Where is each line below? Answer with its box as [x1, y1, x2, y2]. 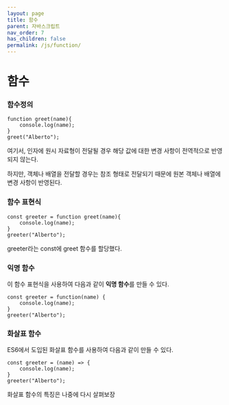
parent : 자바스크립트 [7, 23, 60, 30]
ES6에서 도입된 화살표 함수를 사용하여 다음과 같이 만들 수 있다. [7, 346, 173, 354]
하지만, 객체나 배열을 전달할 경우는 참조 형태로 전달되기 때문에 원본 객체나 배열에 [7, 170, 221, 178]
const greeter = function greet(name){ [7, 213, 121, 220]
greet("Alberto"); [7, 134, 60, 141]
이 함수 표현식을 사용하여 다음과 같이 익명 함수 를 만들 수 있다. [7, 280, 169, 288]
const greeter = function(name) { [7, 294, 106, 301]
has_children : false [7, 36, 67, 43]
